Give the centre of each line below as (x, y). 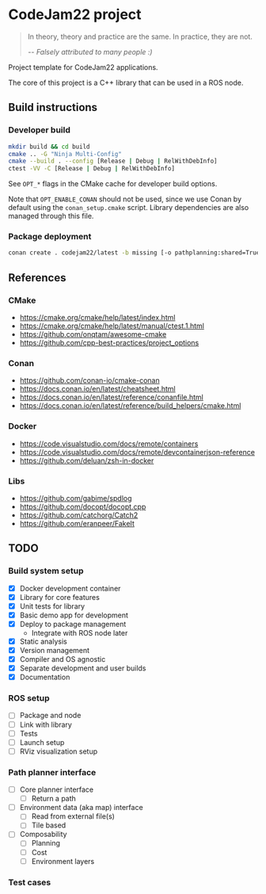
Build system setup (46, 571)
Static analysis (43, 641)
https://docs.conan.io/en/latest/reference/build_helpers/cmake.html (130, 406)
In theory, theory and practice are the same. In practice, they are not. (140, 36)
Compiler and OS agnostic (63, 659)
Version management (54, 650)
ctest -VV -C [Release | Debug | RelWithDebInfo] (92, 169)
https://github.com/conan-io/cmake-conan (89, 380)
